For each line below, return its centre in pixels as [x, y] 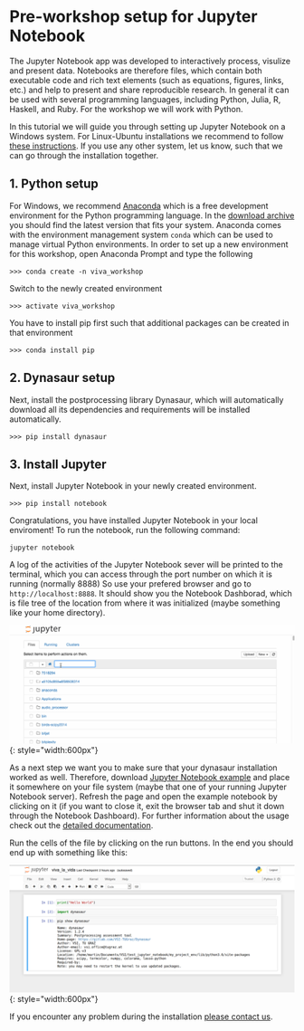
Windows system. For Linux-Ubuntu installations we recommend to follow [147, 136]
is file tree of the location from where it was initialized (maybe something [145, 603]
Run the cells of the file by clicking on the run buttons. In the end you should [152, 843]
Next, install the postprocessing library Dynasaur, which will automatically [147, 399]
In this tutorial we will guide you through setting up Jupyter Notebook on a [147, 126]
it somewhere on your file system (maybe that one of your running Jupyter [148, 787]
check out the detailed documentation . [81, 825]
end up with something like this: [69, 852]
